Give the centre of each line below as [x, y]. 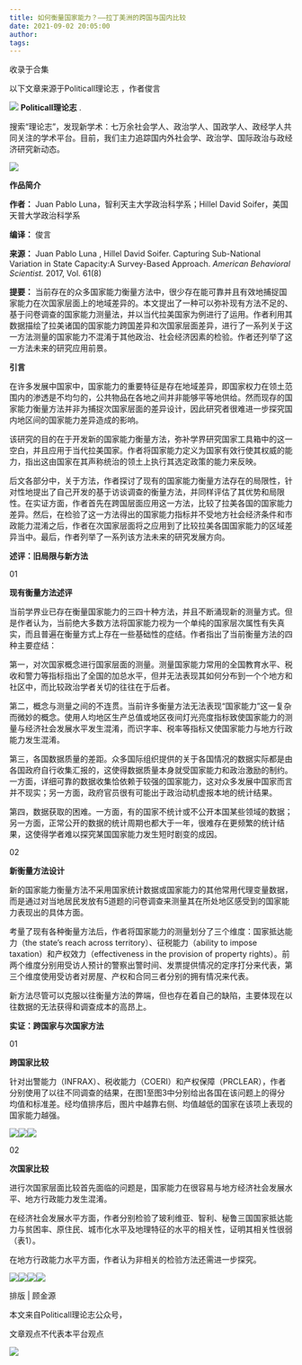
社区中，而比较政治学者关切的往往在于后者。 [92, 687]
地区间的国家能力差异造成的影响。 [80, 420]
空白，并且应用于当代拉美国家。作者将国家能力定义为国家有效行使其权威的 [147, 451]
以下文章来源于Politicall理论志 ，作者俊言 [85, 89]
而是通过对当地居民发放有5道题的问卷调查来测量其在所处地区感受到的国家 [146, 901]
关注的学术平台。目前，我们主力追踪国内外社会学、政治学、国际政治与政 [151, 138]
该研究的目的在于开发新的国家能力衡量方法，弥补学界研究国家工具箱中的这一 [151, 439]
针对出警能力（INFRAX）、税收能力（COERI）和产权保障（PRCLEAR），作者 [148, 1082]
